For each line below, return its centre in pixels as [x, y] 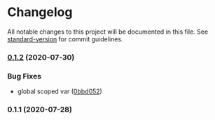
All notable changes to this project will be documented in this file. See [108, 32]
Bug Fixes [25, 76]
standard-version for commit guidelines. [65, 39]
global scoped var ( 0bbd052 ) [60, 91]
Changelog [40, 12]
